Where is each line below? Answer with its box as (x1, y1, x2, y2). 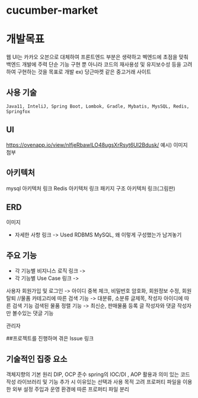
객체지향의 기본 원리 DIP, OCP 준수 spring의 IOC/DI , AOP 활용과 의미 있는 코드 (6, 371, 190, 378)
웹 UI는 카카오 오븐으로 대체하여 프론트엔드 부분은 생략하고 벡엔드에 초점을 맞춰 (6, 53, 189, 61)
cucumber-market (6, 4, 98, 17)
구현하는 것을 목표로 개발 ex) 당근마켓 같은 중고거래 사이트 (17, 68, 151, 75)
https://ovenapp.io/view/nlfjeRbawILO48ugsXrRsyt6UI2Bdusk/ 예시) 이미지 (6, 141, 188, 149)
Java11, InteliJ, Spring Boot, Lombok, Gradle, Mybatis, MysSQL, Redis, (6, 103, 190, 109)
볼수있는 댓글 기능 (12, 309, 54, 317)
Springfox (6, 108, 31, 115)
